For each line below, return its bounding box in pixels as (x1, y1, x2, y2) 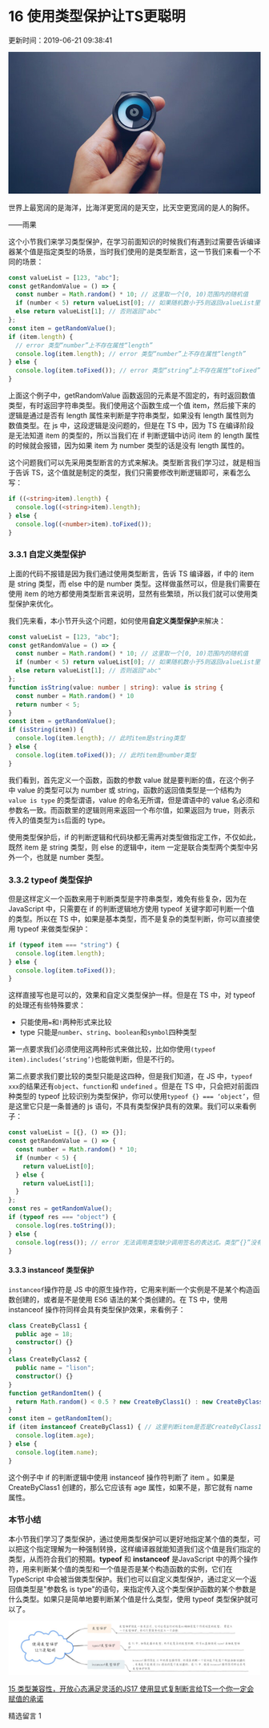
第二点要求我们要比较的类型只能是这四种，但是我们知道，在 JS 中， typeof (8, 1072, 253, 1081)
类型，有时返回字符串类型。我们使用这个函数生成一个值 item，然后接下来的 (8, 401, 256, 410)
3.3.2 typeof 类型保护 (8, 874, 93, 886)
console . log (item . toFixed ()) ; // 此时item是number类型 (15, 751, 196, 759)
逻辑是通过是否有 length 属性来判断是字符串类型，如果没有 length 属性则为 (8, 410, 255, 421)
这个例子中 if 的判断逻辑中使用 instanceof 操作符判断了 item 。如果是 (8, 1472, 235, 1482)
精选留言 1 (8, 1711, 42, 1721)
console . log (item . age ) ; (15, 1431, 94, 1439)
